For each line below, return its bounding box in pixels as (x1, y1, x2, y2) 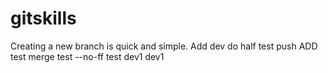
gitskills (10, 7, 77, 30)
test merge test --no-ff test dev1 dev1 (10, 50, 165, 62)
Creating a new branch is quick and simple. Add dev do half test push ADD (10, 40, 318, 52)
